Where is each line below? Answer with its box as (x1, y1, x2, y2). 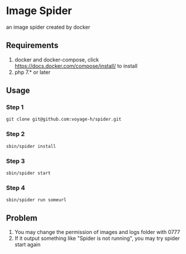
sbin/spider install (6, 143, 57, 149)
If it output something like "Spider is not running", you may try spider (14, 235, 180, 242)
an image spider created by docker (6, 23, 91, 31)
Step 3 (6, 157, 25, 165)
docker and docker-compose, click (14, 56, 99, 63)
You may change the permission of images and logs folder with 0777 (14, 229, 180, 236)
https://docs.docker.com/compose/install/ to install (14, 62, 138, 69)
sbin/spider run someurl (6, 197, 67, 203)
